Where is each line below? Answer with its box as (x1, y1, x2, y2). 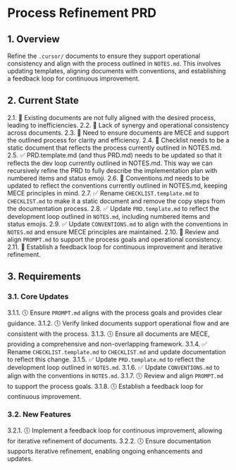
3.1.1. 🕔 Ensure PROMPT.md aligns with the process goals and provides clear (7, 308, 223, 317)
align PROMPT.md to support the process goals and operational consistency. (7, 235, 222, 243)
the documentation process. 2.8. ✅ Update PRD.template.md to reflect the (7, 204, 220, 212)
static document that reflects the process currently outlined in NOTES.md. (7, 143, 222, 152)
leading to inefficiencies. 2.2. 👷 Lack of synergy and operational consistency (7, 121, 230, 129)
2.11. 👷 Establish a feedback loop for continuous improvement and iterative (7, 242, 223, 251)
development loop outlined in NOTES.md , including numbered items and (7, 212, 210, 220)
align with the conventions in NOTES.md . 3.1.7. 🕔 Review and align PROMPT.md (7, 371, 224, 380)
